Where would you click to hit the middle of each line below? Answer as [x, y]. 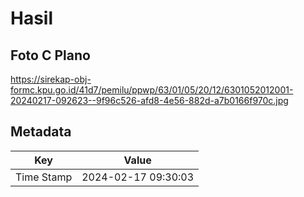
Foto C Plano [50, 55]
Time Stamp [44, 177]
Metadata [41, 132]
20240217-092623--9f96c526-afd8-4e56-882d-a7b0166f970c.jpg [149, 100]
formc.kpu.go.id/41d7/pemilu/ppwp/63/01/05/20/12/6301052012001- [152, 90]
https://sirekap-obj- [51, 79]
